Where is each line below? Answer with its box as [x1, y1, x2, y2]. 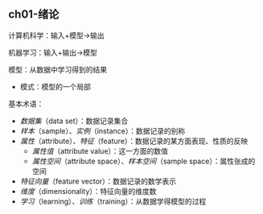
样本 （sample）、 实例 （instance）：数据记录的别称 [19, 126, 186, 135]
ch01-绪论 [8, 7, 60, 22]
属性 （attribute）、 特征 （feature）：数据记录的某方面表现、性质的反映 [19, 136, 249, 146]
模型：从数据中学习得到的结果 [8, 64, 107, 74]
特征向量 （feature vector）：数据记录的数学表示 [19, 176, 177, 186]
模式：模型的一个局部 [19, 81, 91, 91]
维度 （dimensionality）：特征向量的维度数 [19, 186, 157, 195]
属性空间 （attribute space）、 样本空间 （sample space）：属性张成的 [31, 156, 256, 166]
